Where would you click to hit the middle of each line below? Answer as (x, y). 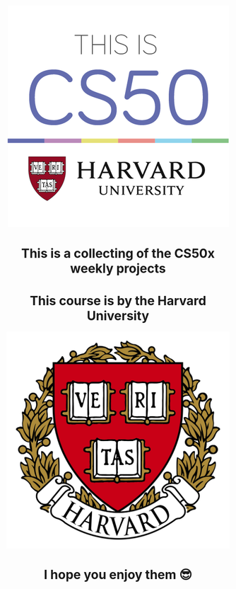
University (118, 316)
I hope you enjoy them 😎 (118, 575)
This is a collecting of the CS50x (118, 254)
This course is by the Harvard (118, 301)
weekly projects (118, 269)
